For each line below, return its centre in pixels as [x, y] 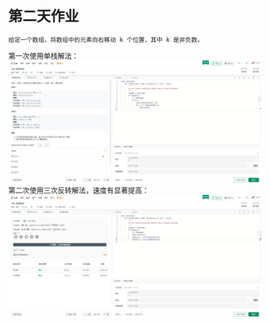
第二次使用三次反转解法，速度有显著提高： [79, 190]
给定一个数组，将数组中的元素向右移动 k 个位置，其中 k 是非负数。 [106, 40]
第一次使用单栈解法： [43, 55]
